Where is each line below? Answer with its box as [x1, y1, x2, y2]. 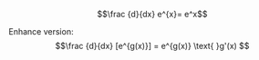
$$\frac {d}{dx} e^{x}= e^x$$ [97, 9, 208, 19]
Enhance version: [8, 26, 74, 36]
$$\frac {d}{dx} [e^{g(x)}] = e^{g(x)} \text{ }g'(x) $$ [55, 41, 250, 51]
